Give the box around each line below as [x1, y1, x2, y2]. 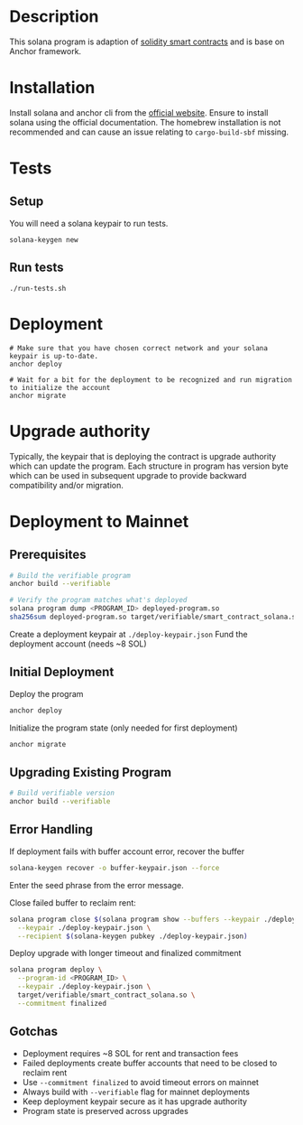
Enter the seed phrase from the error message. [9, 879, 185, 890]
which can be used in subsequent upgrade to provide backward [9, 470, 247, 480]
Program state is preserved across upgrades [22, 1105, 189, 1116]
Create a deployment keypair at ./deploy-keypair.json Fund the [9, 628, 248, 639]
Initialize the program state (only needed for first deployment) [9, 722, 238, 733]
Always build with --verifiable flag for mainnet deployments [22, 1086, 251, 1097]
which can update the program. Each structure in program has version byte [9, 460, 289, 471]
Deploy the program [9, 688, 84, 699]
